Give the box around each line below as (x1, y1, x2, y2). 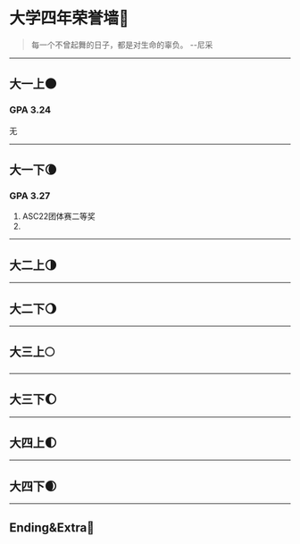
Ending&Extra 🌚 (9, 520, 96, 535)
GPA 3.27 (9, 189, 51, 202)
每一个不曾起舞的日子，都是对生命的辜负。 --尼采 (30, 39, 213, 50)
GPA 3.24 (9, 104, 52, 116)
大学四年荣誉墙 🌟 (9, 8, 129, 29)
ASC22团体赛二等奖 (21, 211, 96, 222)
